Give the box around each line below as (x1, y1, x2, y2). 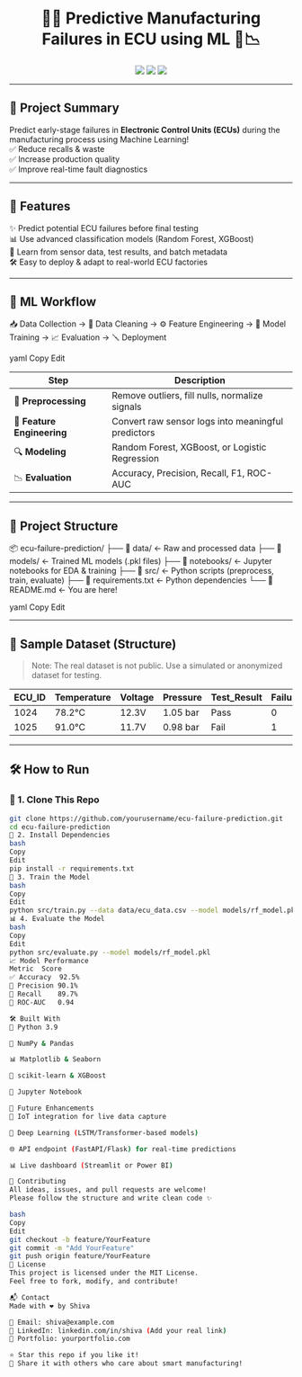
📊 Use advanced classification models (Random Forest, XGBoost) (9, 233, 254, 244)
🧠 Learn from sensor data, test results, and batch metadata (9, 246, 227, 257)
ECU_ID (13, 692, 47, 703)
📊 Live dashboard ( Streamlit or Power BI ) (9, 1160, 173, 1170)
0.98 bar (163, 721, 200, 733)
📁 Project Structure (9, 518, 119, 533)
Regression (111, 452, 160, 465)
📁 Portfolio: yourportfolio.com (9, 1335, 130, 1344)
